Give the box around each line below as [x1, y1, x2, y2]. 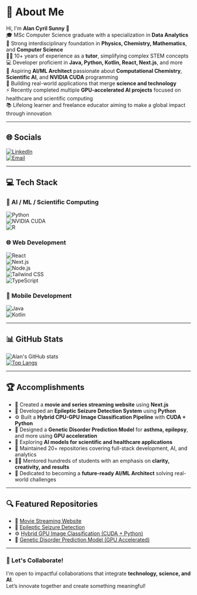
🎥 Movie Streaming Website [14, 517, 82, 525]
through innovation [6, 110, 52, 117]
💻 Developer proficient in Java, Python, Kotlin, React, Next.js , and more [6, 59, 183, 66]
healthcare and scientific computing [6, 95, 93, 102]
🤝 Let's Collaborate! [6, 556, 63, 564]
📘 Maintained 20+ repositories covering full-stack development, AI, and [14, 445, 188, 452]
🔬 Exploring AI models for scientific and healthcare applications [14, 438, 173, 445]
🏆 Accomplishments [6, 382, 85, 392]
